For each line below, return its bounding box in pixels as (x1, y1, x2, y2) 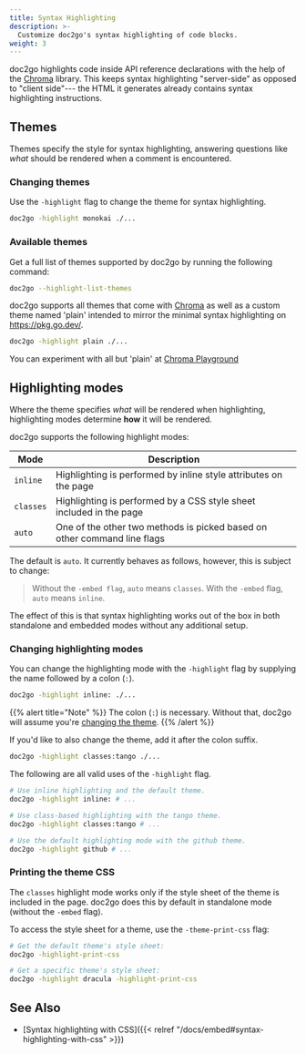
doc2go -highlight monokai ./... (9, 214, 137, 223)
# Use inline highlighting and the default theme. (9, 786, 206, 795)
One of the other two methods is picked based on (56, 521, 268, 534)
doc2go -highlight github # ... (9, 844, 132, 854)
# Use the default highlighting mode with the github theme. (9, 835, 247, 845)
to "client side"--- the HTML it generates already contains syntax (9, 83, 253, 94)
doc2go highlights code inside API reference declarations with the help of (9, 64, 286, 75)
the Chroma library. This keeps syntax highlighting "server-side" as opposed (9, 74, 297, 85)
